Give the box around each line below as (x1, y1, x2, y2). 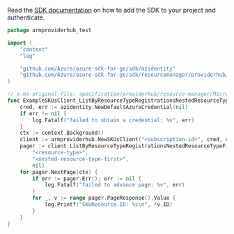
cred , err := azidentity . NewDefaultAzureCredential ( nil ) (19, 103, 189, 110)
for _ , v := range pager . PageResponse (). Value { (32, 195, 176, 202)
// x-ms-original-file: (7, 91, 77, 98)
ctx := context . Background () (19, 129, 104, 137)
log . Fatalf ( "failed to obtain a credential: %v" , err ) (32, 117, 195, 124)
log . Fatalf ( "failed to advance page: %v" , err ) (44, 182, 186, 189)
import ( (7, 39, 33, 46)
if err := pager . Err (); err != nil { (32, 175, 141, 182)
